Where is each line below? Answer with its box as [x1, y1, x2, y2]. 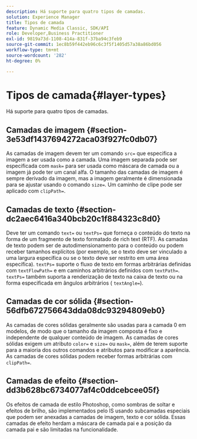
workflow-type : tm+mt [6, 47, 59, 53]
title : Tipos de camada [6, 19, 65, 25]
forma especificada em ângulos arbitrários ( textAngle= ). [6, 279, 144, 286]
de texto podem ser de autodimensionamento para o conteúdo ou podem [6, 242, 184, 249]
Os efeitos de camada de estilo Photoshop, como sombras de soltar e [6, 401, 175, 408]
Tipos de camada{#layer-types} [6, 88, 166, 102]
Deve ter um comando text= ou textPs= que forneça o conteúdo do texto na [6, 229, 191, 236]
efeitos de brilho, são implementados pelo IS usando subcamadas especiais [6, 407, 190, 414]
